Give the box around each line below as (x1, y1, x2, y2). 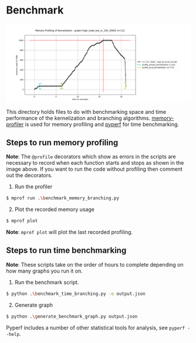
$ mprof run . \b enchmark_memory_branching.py (6, 195, 119, 201)
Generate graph (14, 301, 53, 308)
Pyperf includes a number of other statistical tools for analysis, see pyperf (6, 324, 185, 331)
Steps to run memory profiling (6, 137, 119, 147)
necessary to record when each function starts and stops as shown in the (6, 159, 184, 167)
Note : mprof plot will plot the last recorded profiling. (6, 229, 133, 236)
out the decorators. (6, 172, 53, 179)
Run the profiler (14, 183, 53, 191)
